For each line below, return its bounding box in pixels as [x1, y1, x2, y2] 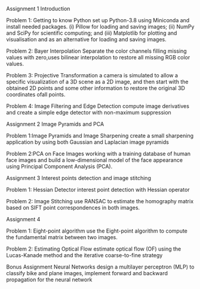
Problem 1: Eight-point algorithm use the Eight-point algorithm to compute [6, 227, 188, 234]
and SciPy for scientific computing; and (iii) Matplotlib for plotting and [6, 29, 177, 37]
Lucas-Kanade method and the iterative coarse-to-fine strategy [6, 252, 163, 258]
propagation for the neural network [6, 276, 93, 283]
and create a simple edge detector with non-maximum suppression [6, 109, 171, 116]
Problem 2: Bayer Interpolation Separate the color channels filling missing [6, 47, 187, 55]
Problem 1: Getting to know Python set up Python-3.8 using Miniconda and [6, 17, 190, 23]
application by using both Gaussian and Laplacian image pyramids [6, 139, 169, 146]
